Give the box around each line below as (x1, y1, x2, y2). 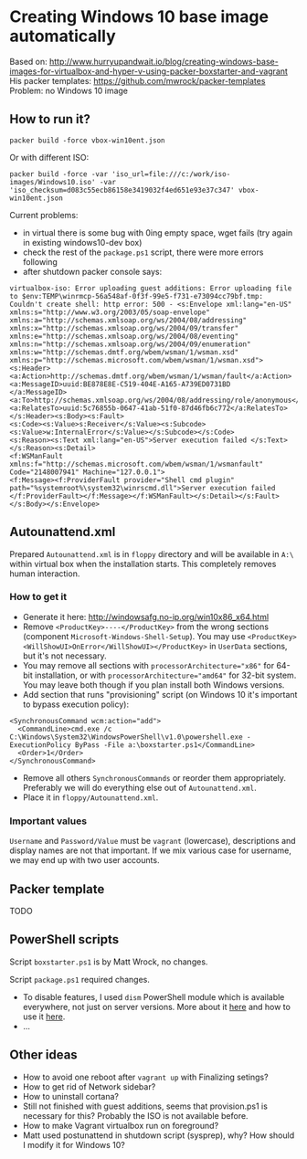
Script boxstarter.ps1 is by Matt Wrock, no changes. (9, 956, 208, 967)
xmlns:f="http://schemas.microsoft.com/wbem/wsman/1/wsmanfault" (9, 459, 263, 469)
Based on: (9, 56, 48, 67)
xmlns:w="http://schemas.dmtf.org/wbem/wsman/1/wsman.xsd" (9, 347, 239, 357)
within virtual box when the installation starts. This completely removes (9, 558, 277, 569)
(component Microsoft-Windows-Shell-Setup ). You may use (22, 630, 246, 641)
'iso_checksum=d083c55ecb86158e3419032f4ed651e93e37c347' (9, 185, 235, 195)
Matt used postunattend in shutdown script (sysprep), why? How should (22, 1130, 295, 1141)
